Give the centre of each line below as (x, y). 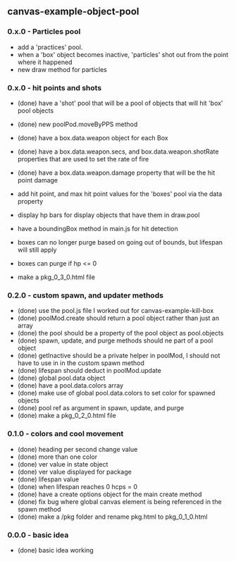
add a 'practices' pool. (50, 47)
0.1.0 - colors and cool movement (66, 434)
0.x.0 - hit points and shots (55, 87)
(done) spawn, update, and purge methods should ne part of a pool (115, 340)
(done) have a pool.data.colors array (70, 386)
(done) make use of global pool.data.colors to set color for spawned (116, 393)
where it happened (45, 62)
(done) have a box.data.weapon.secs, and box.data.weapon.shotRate (118, 152)
